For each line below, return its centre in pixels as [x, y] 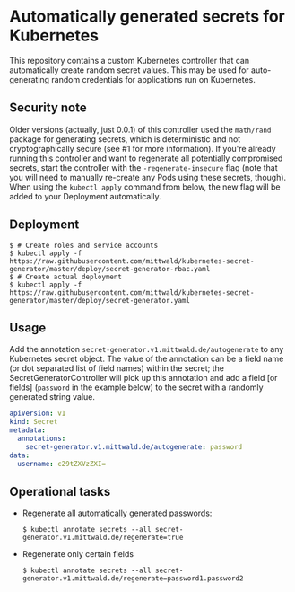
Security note [48, 108]
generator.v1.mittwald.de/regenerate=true [103, 538]
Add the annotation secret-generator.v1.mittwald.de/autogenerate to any [147, 349]
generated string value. [52, 397]
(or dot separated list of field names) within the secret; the [117, 368]
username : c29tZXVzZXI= [61, 464]
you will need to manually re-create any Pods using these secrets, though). [148, 177]
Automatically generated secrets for [147, 17]
